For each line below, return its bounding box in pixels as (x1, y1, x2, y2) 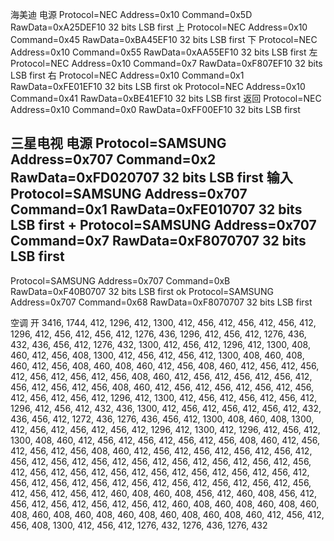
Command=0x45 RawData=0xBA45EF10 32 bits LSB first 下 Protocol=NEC (10, 34, 318, 45)
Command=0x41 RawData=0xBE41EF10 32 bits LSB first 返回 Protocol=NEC (10, 93, 322, 104)
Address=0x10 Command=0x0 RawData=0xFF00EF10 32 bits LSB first (10, 104, 301, 115)
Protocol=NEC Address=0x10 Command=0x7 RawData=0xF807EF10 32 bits (10, 58, 323, 69)
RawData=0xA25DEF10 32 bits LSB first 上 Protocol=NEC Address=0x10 (10, 21, 308, 33)
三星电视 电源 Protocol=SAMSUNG (10, 135, 227, 152)
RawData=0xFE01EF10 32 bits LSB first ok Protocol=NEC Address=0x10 (10, 81, 306, 92)
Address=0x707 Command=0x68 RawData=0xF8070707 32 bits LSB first (10, 296, 313, 308)
